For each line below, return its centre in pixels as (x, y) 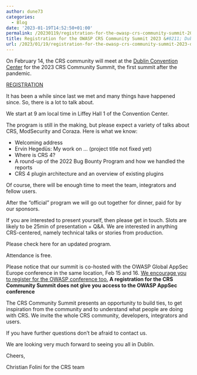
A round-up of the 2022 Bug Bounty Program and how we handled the (99, 161)
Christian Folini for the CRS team (45, 367)
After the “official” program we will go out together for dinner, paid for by (94, 202)
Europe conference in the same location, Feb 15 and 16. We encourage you (96, 272)
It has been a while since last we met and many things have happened (91, 96)
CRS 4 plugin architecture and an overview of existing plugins (89, 173)
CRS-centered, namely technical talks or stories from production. (85, 233)
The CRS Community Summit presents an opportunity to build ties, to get (94, 303)
